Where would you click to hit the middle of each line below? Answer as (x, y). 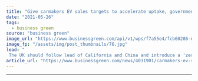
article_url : (22, 60)
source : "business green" (38, 33)
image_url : (19, 39)
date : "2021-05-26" (30, 17)
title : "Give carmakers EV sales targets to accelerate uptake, (87, 11)
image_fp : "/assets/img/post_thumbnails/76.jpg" (67, 45)
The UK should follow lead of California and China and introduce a (95, 55)
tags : (13, 22)
